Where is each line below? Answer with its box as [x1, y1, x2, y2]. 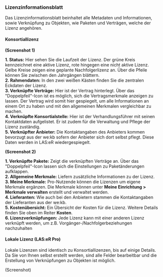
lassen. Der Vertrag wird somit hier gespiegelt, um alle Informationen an [5, 98, 149, 104]
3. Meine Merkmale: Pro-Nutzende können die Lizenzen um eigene [5, 179, 141, 185]
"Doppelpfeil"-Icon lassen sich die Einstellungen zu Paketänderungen [5, 163, 145, 169]
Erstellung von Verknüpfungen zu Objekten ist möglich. [5, 257, 116, 263]
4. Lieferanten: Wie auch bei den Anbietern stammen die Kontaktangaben [5, 194, 154, 200]
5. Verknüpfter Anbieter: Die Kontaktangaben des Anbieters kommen [5, 129, 145, 135]
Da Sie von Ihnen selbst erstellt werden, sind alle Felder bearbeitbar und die [5, 252, 157, 258]
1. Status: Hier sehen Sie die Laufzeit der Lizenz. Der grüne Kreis [5, 56, 135, 62]
